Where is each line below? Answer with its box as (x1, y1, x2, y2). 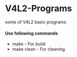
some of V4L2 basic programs (5, 19, 66, 25)
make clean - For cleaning (12, 46, 65, 52)
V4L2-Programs (5, 3, 72, 14)
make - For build (12, 41, 46, 47)
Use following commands (5, 30, 58, 36)
